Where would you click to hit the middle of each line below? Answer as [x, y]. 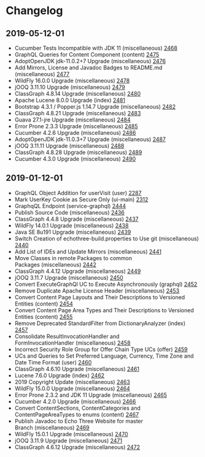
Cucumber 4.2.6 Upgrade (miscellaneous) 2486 [75, 133]
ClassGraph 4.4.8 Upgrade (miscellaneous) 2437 [76, 219]
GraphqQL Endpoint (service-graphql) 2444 [70, 205]
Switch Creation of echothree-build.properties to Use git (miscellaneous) [106, 238]
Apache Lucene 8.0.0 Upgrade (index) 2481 [70, 100]
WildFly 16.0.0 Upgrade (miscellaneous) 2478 [72, 81]
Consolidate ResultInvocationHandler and [67, 336]
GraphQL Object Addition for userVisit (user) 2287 [78, 193]
